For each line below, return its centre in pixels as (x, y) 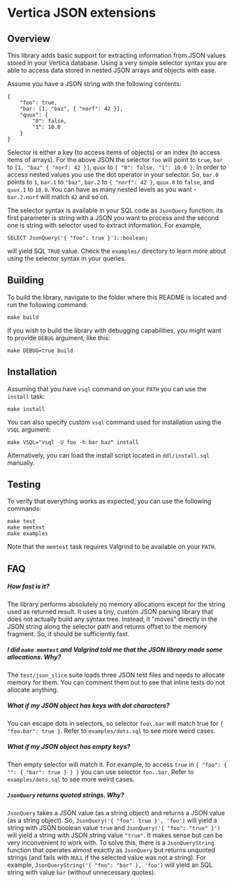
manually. (21, 462)
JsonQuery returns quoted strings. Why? (66, 795)
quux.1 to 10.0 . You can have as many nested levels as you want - (102, 189)
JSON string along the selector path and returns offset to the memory (107, 626)
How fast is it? (29, 586)
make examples (28, 534)
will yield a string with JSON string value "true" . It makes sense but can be (115, 835)
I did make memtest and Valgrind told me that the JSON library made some (115, 650)
